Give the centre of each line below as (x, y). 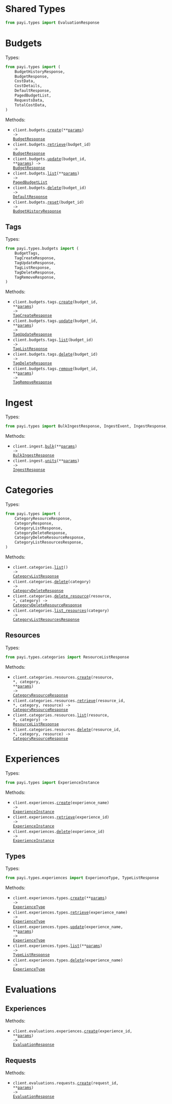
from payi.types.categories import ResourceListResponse (67, 657)
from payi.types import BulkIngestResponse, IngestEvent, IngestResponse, (87, 427)
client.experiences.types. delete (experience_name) (68, 960)
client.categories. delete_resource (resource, (62, 596)
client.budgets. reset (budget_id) (48, 202)
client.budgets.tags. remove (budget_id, (55, 369)
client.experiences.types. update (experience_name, (68, 927)
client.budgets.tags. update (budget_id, (55, 321)
